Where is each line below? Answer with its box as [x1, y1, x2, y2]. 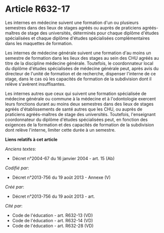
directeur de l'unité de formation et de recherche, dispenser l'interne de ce [5, 70, 156, 76]
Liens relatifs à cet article [5, 136, 58, 142]
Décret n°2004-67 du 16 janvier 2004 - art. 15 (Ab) [12, 155, 115, 161]
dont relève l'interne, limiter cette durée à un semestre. [5, 127, 116, 133]
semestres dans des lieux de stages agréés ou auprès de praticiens [5, 24, 141, 30]
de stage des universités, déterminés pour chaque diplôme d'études [21, 30, 159, 36]
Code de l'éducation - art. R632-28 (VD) [12, 223, 94, 229]
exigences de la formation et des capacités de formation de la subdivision [5, 121, 154, 128]
